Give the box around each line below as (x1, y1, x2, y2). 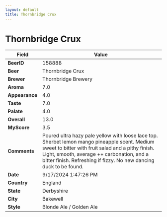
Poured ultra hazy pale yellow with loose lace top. (42, 132, 158, 139)
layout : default (5, 7, 39, 12)
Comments (7, 147, 35, 154)
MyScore (7, 124, 30, 131)
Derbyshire (42, 187, 69, 194)
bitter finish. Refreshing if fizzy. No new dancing (42, 157, 155, 164)
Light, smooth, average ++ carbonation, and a (42, 151, 149, 158)
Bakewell (42, 196, 64, 203)
